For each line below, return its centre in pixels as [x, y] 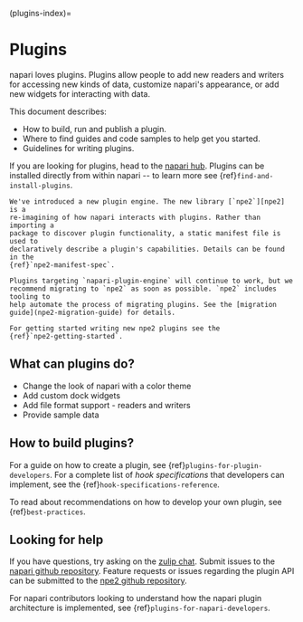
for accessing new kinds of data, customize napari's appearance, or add [144, 84]
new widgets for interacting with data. [80, 93]
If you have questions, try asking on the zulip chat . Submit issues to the [142, 561]
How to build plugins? [71, 443]
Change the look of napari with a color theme [107, 386]
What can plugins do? [72, 364]
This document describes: [58, 111]
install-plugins [40, 186]
